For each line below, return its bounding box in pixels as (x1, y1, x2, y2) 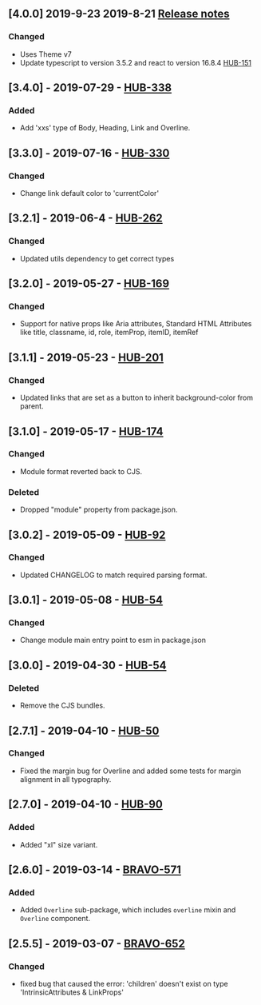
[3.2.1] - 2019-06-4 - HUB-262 (8, 212, 164, 225)
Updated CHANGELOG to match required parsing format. (19, 570, 208, 580)
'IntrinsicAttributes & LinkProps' (19, 987, 124, 997)
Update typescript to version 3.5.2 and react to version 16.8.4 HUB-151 (19, 58, 251, 67)
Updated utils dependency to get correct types (19, 253, 175, 263)
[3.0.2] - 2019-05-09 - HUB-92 (8, 528, 166, 541)
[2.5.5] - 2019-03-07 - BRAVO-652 (8, 936, 185, 951)
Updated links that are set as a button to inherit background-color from (19, 393, 254, 403)
